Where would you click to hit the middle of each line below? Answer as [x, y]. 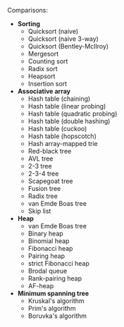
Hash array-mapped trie [63, 143]
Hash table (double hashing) [69, 121]
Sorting [29, 24]
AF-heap [41, 286]
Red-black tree [50, 151]
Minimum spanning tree [53, 293]
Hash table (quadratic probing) [73, 113]
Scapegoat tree [50, 181]
